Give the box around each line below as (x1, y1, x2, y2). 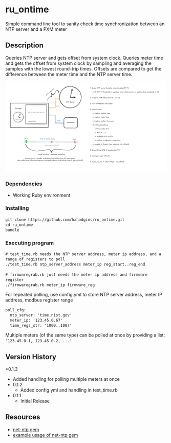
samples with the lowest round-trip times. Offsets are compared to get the (5, 65, 162, 72)
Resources (5, 413, 40, 421)
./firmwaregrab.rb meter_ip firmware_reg (5, 282, 95, 288)
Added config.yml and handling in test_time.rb (20, 387, 118, 393)
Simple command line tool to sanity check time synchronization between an (5, 21, 165, 27)
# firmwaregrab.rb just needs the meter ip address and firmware (5, 272, 147, 277)
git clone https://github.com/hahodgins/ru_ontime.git (5, 217, 125, 222)
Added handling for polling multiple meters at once (12, 376, 120, 382)
